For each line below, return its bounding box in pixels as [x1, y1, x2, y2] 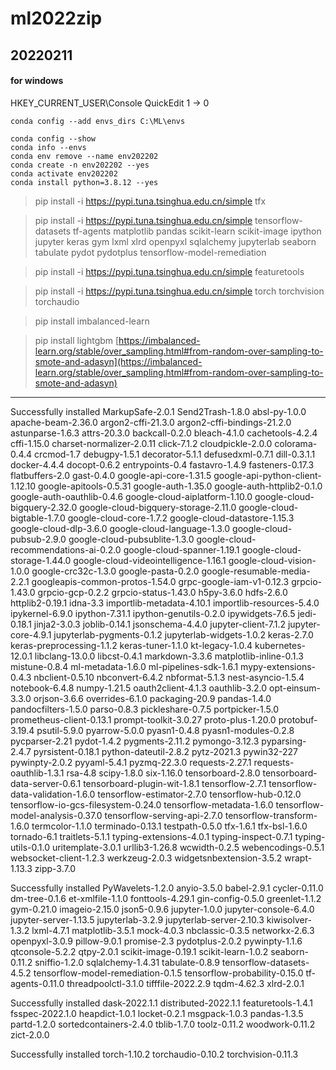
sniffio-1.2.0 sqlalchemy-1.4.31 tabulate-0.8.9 [34, 956, 220, 968]
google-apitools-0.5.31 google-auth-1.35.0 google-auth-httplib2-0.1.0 [38, 480, 323, 492]
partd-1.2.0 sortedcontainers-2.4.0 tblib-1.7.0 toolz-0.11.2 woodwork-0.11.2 [10, 1018, 316, 1030]
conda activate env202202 [10, 168, 118, 179]
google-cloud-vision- [228, 554, 317, 566]
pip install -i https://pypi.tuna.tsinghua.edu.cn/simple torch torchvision [34, 285, 325, 297]
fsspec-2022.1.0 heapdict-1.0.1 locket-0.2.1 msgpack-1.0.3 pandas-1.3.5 [10, 1007, 304, 1019]
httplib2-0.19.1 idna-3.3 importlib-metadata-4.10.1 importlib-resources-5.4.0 [10, 597, 320, 609]
